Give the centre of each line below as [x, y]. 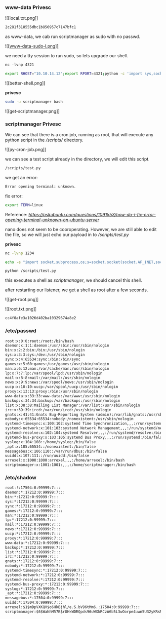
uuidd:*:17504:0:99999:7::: [34, 603]
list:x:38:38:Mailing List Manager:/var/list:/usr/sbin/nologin [73, 405]
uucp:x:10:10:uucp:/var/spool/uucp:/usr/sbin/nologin [62, 387]
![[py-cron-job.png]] [26, 150]
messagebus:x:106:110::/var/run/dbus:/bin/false [56, 451]
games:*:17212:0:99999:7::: [34, 511]
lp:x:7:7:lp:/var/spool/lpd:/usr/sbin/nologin [54, 373]
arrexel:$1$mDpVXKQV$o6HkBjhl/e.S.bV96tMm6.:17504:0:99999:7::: [73, 607]
